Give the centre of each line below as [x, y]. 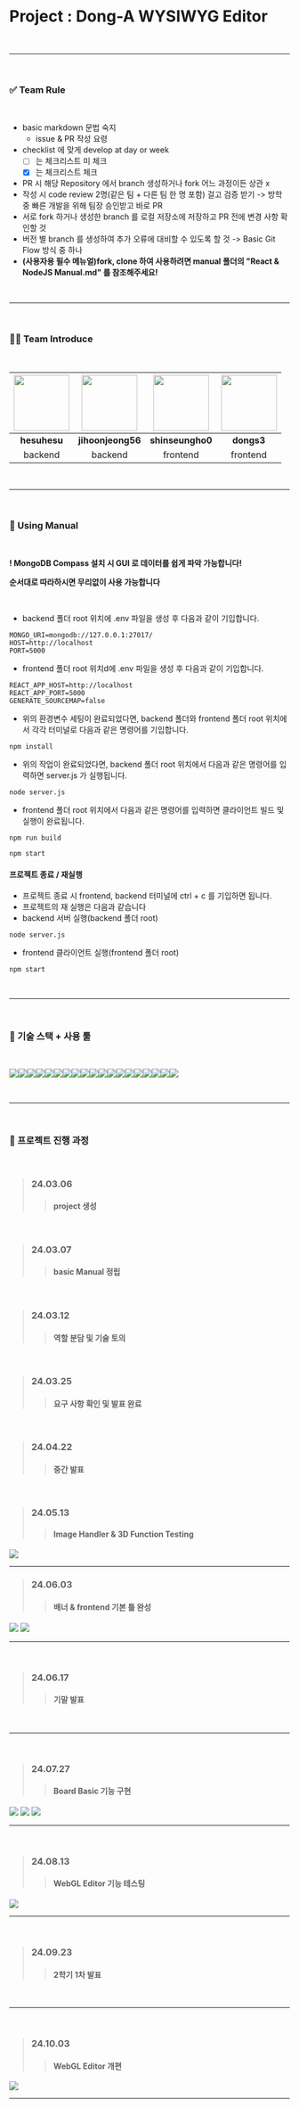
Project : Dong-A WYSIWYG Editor [139, 16]
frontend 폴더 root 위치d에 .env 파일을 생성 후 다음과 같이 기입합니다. [143, 668]
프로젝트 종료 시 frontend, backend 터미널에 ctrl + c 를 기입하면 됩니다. [147, 896]
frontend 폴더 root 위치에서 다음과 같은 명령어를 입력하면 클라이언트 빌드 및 [153, 809]
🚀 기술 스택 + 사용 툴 [50, 1037]
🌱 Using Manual [44, 525]
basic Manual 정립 [87, 1272]
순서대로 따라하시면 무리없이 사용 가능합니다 [85, 582]
